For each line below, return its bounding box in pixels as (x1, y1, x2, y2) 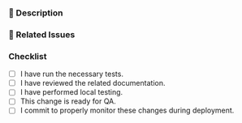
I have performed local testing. (19, 87, 123, 97)
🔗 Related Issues (8, 28, 76, 40)
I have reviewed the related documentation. (19, 78, 166, 88)
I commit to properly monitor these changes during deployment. (19, 105, 235, 116)
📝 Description (8, 7, 63, 19)
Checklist (8, 50, 47, 61)
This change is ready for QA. (19, 96, 116, 106)
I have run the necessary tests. (19, 69, 124, 79)
